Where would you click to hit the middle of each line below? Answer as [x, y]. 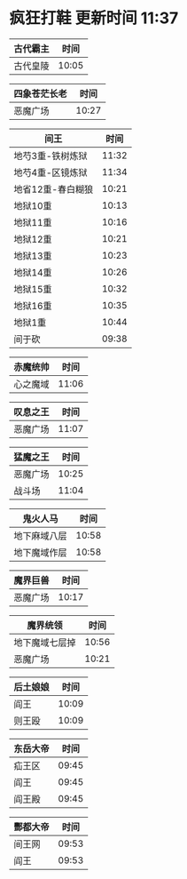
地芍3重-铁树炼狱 [51, 156]
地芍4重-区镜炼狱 [51, 172]
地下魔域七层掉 [45, 643]
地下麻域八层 [41, 536]
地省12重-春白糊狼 [54, 189]
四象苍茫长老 [41, 93]
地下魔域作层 [41, 552]
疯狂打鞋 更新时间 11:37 [94, 18]
